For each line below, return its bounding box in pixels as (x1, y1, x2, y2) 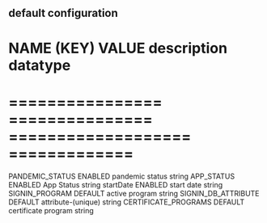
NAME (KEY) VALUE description (8, 39, 228, 57)
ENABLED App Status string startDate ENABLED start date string (8, 179, 223, 189)
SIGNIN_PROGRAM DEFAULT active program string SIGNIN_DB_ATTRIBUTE (8, 188, 261, 198)
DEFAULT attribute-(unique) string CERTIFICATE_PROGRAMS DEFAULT (8, 197, 245, 207)
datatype (8, 56, 71, 74)
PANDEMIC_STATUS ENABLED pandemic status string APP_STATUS (8, 171, 235, 181)
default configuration (8, 6, 119, 20)
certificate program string (8, 205, 95, 215)
